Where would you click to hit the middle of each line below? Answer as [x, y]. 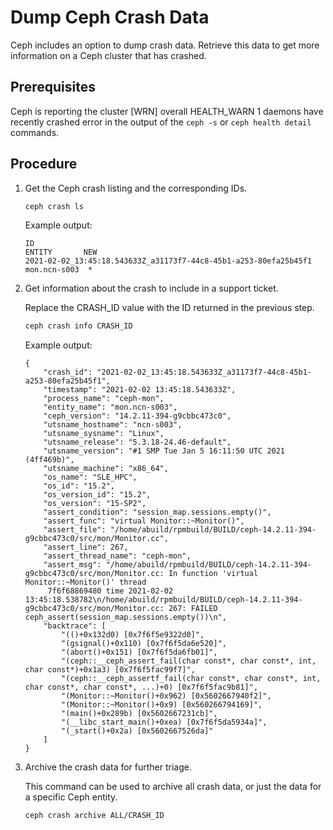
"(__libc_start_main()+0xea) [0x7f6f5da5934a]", [164, 722]
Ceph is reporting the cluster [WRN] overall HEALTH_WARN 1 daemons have [167, 111]
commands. [35, 132]
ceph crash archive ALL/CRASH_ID [94, 816]
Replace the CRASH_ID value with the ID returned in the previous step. [169, 308]
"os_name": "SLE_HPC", [90, 477]
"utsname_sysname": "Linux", [104, 434]
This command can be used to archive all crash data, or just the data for [173, 787]
